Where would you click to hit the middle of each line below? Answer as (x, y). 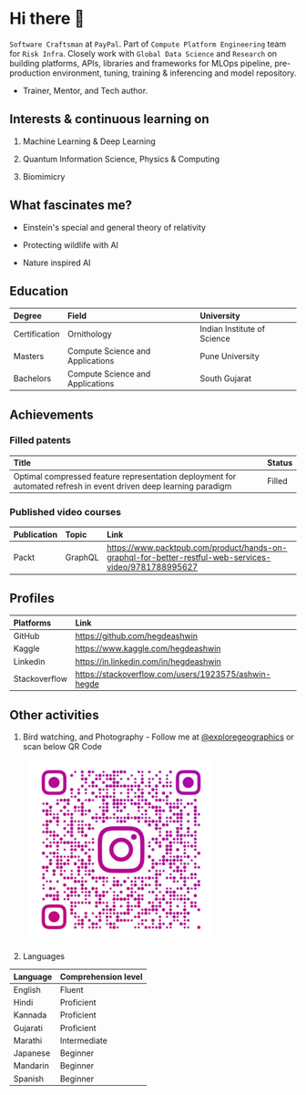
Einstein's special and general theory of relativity (114, 227)
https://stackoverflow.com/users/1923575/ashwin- (173, 674)
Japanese (32, 1053)
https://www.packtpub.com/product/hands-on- (197, 548)
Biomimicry (44, 176)
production (30, 73)
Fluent (71, 989)
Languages (44, 956)
